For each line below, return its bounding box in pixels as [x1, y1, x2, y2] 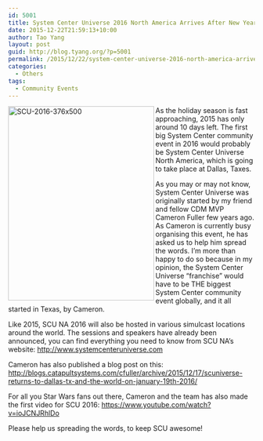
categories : [8, 63, 47, 71]
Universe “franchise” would [155, 272, 244, 281]
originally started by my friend [155, 196, 253, 206]
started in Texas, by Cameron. [8, 304, 106, 314]
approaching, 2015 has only [155, 115, 245, 124]
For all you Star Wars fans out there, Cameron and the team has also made [8, 392, 249, 401]
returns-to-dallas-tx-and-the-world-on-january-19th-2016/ [8, 377, 198, 386]
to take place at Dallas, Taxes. [155, 164, 252, 173]
